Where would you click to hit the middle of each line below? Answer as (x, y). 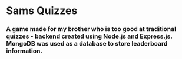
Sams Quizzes (42, 11)
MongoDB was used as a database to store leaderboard (87, 44)
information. (24, 51)
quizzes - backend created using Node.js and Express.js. (89, 36)
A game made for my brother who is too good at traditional (91, 29)
